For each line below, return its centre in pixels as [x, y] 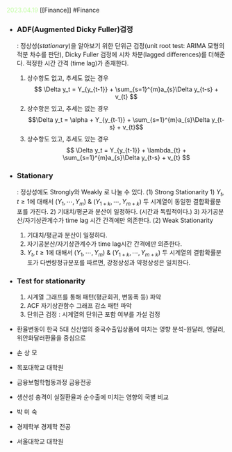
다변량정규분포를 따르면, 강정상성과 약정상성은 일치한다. [115, 262]
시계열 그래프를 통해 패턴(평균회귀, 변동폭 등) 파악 [94, 297]
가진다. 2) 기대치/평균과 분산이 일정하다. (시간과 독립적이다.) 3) [115, 212]
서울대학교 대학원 [40, 442]
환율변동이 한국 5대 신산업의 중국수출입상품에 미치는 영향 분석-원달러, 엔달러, [121, 329]
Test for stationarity [51, 281]
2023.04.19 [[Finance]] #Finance [53, 10]
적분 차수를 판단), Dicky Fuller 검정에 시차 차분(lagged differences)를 [111, 54]
